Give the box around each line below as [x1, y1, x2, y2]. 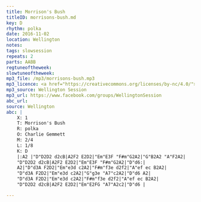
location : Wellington [6, 37, 60, 43]
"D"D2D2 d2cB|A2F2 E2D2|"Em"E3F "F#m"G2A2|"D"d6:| [17, 159, 146, 165]
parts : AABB [6, 59, 36, 65]
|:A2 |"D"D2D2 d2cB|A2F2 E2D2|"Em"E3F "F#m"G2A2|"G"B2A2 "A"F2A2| [17, 153, 186, 159]
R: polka [17, 126, 39, 132]
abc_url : [6, 98, 28, 104]
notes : [6, 43, 23, 49]
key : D [6, 20, 23, 26]
